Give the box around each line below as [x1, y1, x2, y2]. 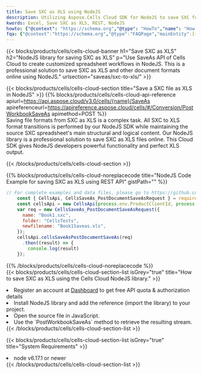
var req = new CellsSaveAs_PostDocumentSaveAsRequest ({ [17, 207, 161, 213]
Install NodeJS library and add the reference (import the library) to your [14, 299, 191, 306]
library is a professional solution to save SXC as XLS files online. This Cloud [6, 136, 194, 143]
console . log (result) [28, 246, 79, 252]
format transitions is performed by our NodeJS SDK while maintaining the [6, 123, 188, 130]
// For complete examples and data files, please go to [6, 190, 149, 196]
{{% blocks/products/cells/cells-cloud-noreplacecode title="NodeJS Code [6, 172, 191, 179]
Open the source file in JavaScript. [14, 312, 100, 319]
